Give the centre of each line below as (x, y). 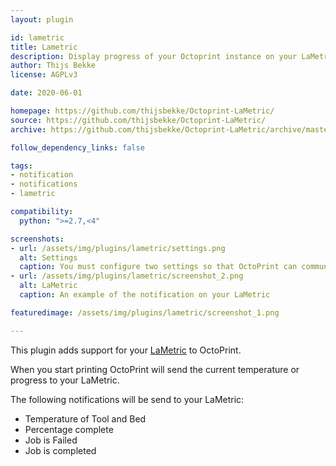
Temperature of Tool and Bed (85, 418)
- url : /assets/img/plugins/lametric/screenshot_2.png (127, 276)
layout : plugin (42, 19)
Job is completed (60, 450)
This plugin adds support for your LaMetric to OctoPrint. (126, 350)
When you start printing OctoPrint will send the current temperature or (155, 369)
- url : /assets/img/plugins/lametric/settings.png (118, 248)
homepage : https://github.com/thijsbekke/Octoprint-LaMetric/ (142, 111)
